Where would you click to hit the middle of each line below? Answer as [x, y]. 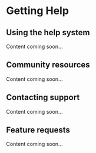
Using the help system [48, 33]
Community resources [48, 65]
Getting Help [38, 11]
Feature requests [38, 130]
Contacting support [43, 98]
